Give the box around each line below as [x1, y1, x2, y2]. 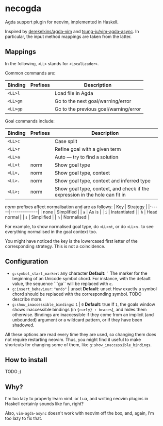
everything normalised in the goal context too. [5, 229, 97, 234]
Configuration [5, 257, 49, 266]
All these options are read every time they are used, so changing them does [5, 331, 157, 337]
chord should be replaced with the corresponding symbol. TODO [12, 291, 142, 297]
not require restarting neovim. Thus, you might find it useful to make [5, 337, 141, 342]
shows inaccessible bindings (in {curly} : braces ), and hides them [12, 306, 147, 312]
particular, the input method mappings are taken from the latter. [5, 34, 132, 39]
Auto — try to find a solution [54, 154, 119, 160]
